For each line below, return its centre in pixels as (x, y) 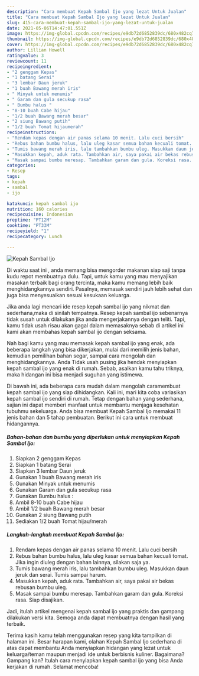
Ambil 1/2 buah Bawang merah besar (60, 508)
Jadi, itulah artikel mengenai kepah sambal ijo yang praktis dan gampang (95, 611)
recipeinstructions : (32, 133)
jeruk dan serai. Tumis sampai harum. (61, 574)
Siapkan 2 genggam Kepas (48, 458)
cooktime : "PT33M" (29, 226)
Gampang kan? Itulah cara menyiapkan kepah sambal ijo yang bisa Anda (95, 660)
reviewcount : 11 (27, 61)
